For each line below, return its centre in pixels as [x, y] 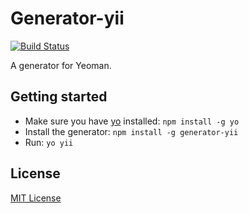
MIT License [36, 198]
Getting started [59, 97]
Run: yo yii [49, 142]
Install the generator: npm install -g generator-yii [131, 131]
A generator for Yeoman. [61, 65]
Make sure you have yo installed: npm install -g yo [132, 121]
